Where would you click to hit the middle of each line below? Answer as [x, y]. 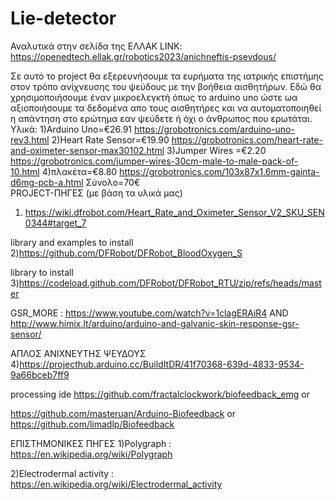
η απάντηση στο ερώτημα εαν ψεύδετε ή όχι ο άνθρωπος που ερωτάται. [161, 118]
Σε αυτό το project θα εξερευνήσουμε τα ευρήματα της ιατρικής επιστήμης [167, 76]
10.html [25, 171]
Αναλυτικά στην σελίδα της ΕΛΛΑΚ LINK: [96, 46]
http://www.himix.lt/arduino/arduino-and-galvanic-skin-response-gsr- [155, 323]
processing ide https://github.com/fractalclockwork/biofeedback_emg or [160, 394]
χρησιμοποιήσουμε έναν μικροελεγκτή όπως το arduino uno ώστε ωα [154, 97]
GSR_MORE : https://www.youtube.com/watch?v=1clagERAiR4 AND [149, 313]
